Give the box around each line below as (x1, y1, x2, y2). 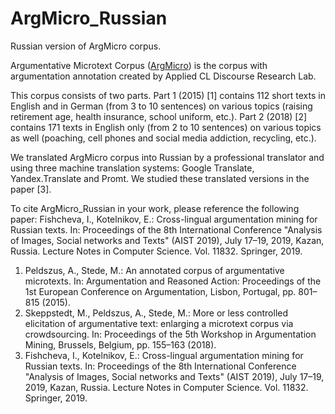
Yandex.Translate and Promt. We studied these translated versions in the (10, 172, 310, 184)
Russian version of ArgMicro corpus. (10, 40, 162, 52)
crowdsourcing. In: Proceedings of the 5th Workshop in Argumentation (24, 328, 317, 340)
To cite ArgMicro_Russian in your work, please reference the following (10, 202, 300, 214)
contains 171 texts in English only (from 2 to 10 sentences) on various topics (10, 121, 322, 133)
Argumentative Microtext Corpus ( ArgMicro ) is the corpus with (10, 59, 268, 71)
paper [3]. (10, 183, 52, 195)
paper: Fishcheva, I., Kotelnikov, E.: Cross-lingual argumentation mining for (10, 213, 318, 225)
